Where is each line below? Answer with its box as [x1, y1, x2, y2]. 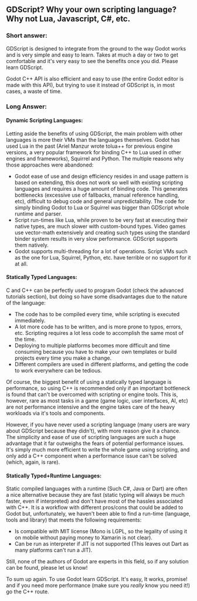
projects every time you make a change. [14, 354, 112, 361]
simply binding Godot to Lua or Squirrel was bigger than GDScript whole [14, 204, 189, 211]
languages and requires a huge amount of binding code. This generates [14, 185, 188, 192]
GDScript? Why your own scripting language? [6, 5, 177, 15]
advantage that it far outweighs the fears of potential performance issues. [6, 440, 185, 447]
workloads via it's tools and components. [6, 410, 106, 417]
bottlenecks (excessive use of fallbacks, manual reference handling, [14, 191, 179, 198]
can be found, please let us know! [6, 565, 88, 572]
